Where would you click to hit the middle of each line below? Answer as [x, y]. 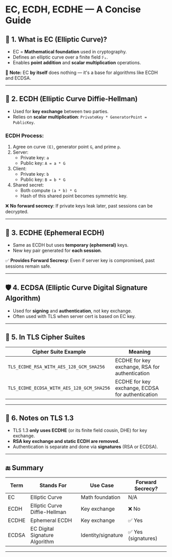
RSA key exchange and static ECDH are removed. [66, 441]
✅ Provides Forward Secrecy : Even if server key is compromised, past [80, 260]
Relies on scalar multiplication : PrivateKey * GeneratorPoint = [80, 117]
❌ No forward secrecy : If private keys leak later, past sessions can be [79, 206]
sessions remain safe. [28, 266]
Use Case [102, 486]
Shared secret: [28, 185]
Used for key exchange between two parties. [61, 111]
